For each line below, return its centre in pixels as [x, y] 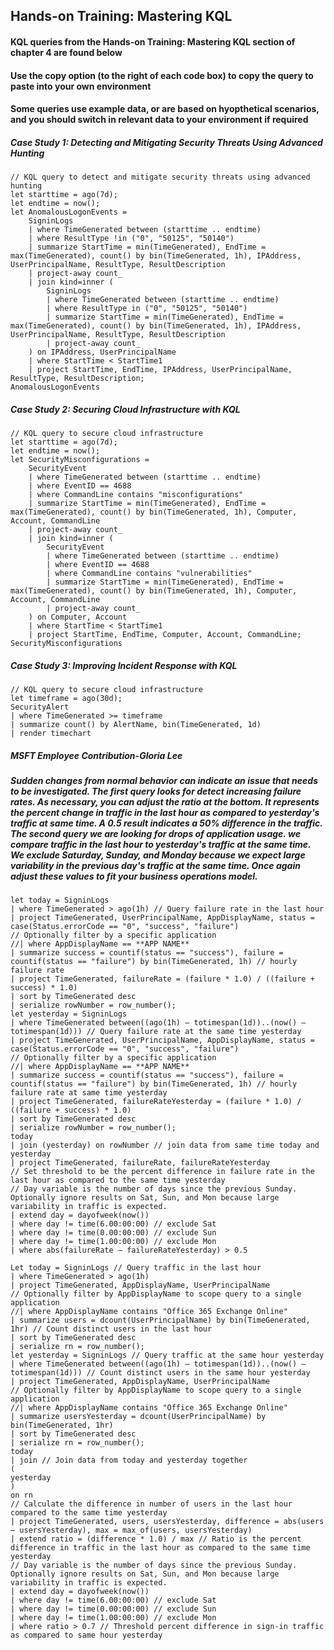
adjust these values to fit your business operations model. [134, 876]
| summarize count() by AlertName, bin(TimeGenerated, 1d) [136, 725]
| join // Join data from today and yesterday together [129, 1460]
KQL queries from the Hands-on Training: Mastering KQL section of [153, 41]
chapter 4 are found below [66, 52]
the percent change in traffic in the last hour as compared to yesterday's [165, 813]
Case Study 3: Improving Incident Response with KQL [124, 665]
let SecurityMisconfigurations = [80, 460]
